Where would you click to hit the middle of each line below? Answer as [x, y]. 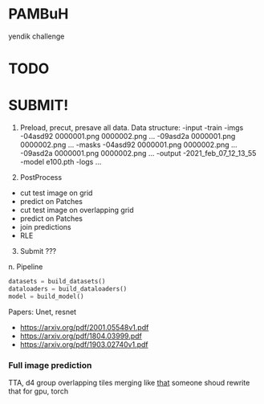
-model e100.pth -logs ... [61, 162]
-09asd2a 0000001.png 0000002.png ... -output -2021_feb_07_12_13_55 [138, 153]
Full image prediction [50, 365]
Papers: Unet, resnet [43, 312]
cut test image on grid [56, 193]
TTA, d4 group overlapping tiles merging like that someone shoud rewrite [129, 382]
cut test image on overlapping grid [77, 210]
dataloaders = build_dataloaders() [68, 289]
